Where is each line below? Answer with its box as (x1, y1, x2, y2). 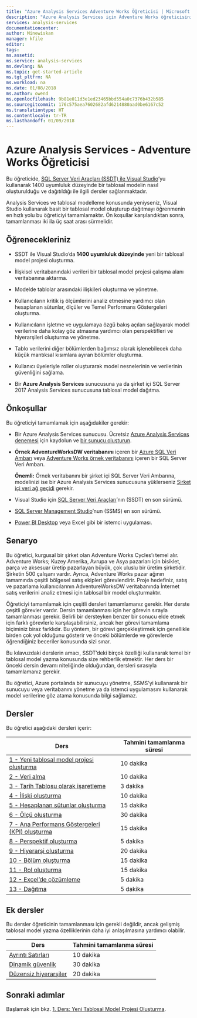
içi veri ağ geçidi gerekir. (14, 485, 74, 492)
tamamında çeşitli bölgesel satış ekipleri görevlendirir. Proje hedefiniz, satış (6, 576, 188, 583)
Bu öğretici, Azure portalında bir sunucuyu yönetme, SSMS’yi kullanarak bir (6, 679, 188, 686)
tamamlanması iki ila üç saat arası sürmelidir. (6, 218, 114, 225)
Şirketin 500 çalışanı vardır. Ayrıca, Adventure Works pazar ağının (6, 570, 164, 577)
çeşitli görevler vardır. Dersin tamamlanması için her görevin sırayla (6, 606, 168, 613)
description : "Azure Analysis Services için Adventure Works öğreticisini (6, 14, 193, 20)
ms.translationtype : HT (6, 107, 64, 113)
